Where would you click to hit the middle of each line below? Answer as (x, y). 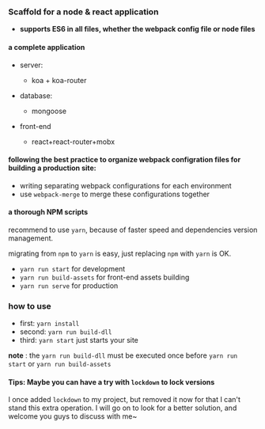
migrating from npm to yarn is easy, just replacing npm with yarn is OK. (120, 253)
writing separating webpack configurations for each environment (125, 185)
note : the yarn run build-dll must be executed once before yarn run (123, 355)
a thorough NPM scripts (48, 212)
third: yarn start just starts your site (79, 340)
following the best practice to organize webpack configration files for (125, 160)
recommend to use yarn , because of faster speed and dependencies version (133, 230)
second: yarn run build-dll (66, 332)
